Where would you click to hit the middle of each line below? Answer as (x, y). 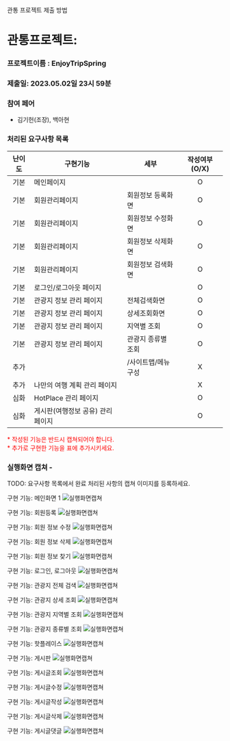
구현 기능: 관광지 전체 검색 (42, 585)
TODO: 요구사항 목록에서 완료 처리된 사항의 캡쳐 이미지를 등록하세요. (99, 483)
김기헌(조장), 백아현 (43, 120)
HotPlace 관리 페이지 (66, 398)
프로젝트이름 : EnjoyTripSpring (57, 64)
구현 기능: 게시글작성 (35, 701)
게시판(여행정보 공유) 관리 (73, 411)
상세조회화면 (146, 313)
